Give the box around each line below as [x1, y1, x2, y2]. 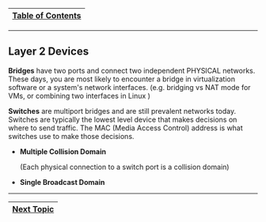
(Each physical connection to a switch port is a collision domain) [19, 162, 230, 171]
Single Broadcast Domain [19, 177, 105, 186]
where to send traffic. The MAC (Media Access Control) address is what [8, 122, 243, 133]
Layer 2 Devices [8, 45, 89, 58]
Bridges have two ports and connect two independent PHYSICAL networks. [8, 66, 256, 75]
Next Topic [12, 203, 55, 214]
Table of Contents [12, 10, 82, 21]
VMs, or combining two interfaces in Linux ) [8, 91, 150, 100]
